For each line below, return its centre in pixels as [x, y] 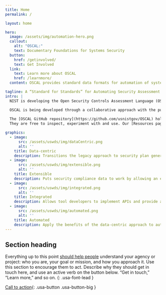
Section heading [31, 245]
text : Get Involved [34, 64]
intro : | [14, 96]
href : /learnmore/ [33, 78]
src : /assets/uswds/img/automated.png [58, 211]
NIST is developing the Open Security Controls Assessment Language [82, 101]
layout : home [19, 23]
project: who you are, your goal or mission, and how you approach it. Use [80, 262]
